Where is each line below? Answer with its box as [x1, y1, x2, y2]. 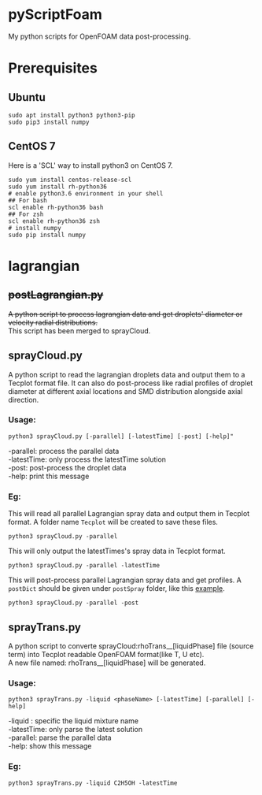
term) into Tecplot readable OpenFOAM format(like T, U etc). [8, 649, 205, 659]
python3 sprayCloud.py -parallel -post [8, 599, 139, 607]
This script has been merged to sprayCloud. [8, 325, 151, 336]
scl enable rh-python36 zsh [8, 217, 101, 225]
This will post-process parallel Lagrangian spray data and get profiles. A [8, 575, 242, 585]
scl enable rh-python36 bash [8, 203, 104, 211]
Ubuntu [8, 91, 46, 104]
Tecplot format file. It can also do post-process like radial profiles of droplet [8, 378, 253, 388]
